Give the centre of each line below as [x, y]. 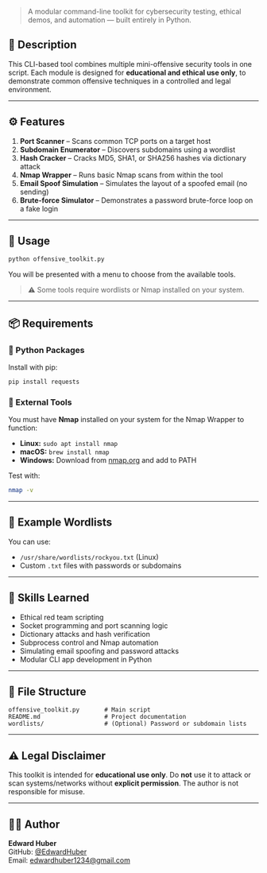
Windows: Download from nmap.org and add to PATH [108, 460]
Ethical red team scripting [62, 617]
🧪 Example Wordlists [60, 523]
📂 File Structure [47, 692]
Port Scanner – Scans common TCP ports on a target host [115, 141]
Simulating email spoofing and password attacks [99, 650]
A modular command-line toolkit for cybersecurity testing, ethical [134, 12]
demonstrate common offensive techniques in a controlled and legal [120, 81]
